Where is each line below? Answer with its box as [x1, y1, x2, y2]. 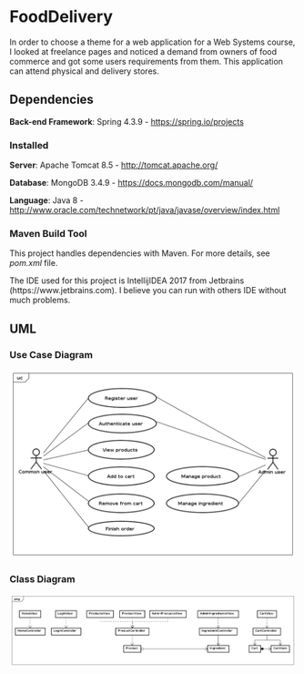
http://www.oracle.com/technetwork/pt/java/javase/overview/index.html [9, 205, 280, 216]
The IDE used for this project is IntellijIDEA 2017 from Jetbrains [9, 275, 245, 286]
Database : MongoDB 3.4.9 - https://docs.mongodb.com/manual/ [9, 178, 253, 189]
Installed [9, 138, 49, 151]
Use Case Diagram [9, 348, 94, 361]
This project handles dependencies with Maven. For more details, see [9, 248, 270, 259]
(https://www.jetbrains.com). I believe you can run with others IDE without [9, 285, 287, 296]
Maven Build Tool [9, 227, 87, 240]
